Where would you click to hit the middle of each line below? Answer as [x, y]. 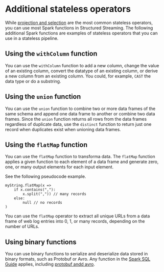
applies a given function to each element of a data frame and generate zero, [82, 162]
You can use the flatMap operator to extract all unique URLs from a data [78, 216]
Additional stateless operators [68, 9]
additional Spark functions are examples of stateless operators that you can [82, 33]
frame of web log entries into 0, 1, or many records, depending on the [75, 221]
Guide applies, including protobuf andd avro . [50, 264]
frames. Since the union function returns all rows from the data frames [76, 119]
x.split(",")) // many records [55, 194]
